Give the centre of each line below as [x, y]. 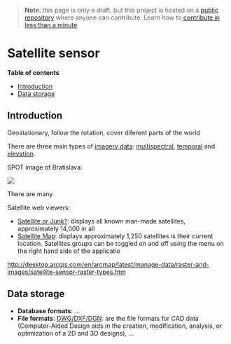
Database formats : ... [49, 310]
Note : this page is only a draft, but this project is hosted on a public [121, 10]
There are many [30, 194]
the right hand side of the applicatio [69, 251]
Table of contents [33, 72]
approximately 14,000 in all [56, 228]
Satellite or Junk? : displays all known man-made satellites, [101, 221]
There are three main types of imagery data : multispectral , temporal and [111, 146]
